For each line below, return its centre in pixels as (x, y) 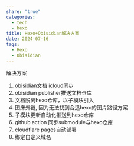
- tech (19, 22)
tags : (13, 45)
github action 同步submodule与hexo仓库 (64, 122)
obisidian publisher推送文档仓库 (53, 92)
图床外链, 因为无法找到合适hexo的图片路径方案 (71, 107)
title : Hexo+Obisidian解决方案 (43, 34)
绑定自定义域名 (33, 137)
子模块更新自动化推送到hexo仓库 (54, 115)
